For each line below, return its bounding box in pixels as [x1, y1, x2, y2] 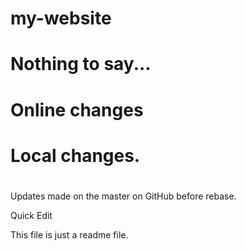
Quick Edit [10, 209, 53, 221]
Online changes [10, 98, 144, 121]
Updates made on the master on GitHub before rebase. [10, 190, 237, 202]
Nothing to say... [10, 53, 152, 76]
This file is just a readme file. [10, 228, 129, 241]
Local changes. [10, 144, 141, 167]
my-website [10, 7, 112, 30]
